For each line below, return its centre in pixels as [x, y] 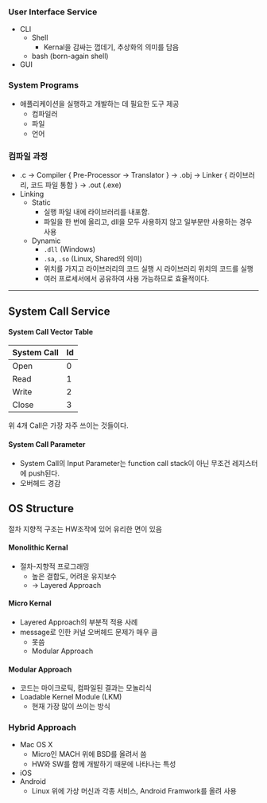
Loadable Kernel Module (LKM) [71, 697]
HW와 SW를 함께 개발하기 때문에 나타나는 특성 [104, 764]
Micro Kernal [30, 603]
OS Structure [41, 509]
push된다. [44, 473]
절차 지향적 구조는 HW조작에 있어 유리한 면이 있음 [85, 529]
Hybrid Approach [43, 727]
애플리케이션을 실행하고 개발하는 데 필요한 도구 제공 [99, 104]
